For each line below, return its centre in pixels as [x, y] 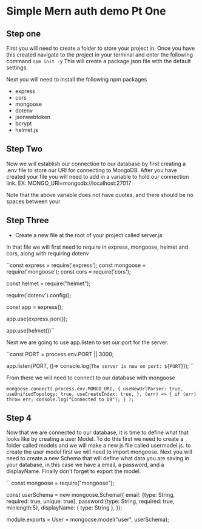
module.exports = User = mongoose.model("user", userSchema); [88, 520]
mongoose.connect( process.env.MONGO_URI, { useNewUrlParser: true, [95, 389]
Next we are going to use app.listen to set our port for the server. [87, 342]
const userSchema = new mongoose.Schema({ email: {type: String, [91, 495]
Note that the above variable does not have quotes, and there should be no [100, 195]
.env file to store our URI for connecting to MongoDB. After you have [92, 170]
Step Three [28, 220]
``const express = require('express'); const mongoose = [76, 265]
